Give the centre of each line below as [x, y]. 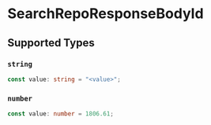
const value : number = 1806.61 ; [60, 114]
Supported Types [51, 43]
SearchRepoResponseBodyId [105, 14]
